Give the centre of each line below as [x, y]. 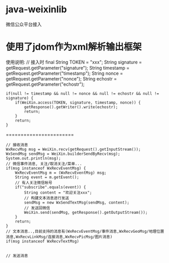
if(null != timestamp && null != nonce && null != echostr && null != [82, 93]
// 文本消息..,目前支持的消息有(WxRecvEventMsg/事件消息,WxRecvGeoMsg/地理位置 [85, 231]
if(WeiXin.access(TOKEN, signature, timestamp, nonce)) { [78, 103]
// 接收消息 [17, 145]
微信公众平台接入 [24, 24]
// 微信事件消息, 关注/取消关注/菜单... [44, 164]
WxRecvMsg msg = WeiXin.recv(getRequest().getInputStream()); [73, 149]
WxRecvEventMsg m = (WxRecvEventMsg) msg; [61, 173]
